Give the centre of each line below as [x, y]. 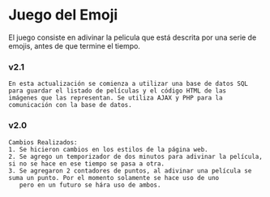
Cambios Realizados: [43, 142]
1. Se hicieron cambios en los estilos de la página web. [108, 149]
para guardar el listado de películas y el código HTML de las [118, 91]
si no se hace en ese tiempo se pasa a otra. [86, 164]
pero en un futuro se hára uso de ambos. [90, 185]
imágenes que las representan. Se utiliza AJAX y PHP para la [116, 98]
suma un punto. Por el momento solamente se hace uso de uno [114, 178]
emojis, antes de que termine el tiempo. [74, 45]
